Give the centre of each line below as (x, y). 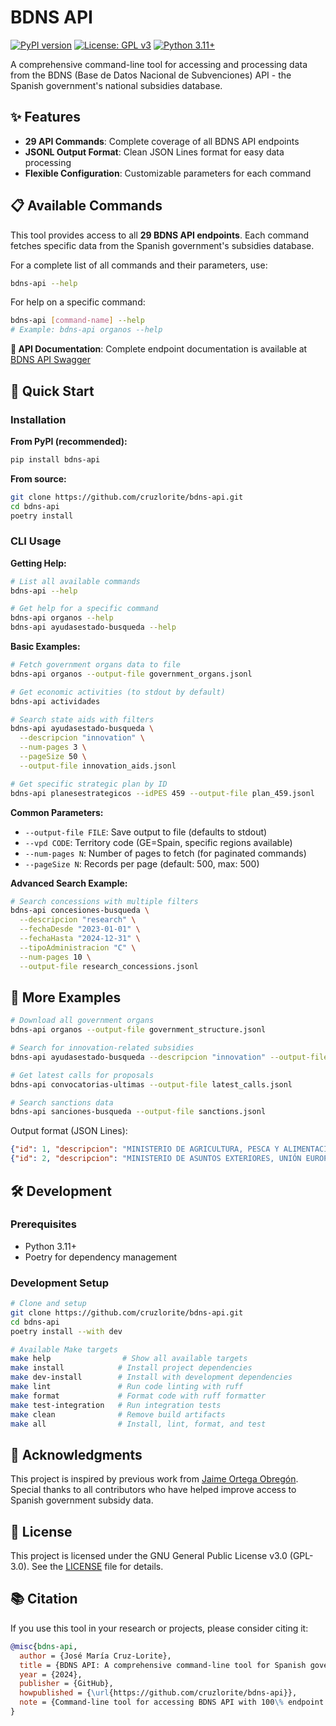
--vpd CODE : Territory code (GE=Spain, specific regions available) (158, 842)
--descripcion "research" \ (78, 920)
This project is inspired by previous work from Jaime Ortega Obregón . (154, 1479)
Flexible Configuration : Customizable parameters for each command (168, 173)
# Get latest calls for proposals (82, 1075)
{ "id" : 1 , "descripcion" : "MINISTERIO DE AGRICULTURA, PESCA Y (145, 1149)
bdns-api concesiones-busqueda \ (80, 911)
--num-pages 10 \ (55, 957)
